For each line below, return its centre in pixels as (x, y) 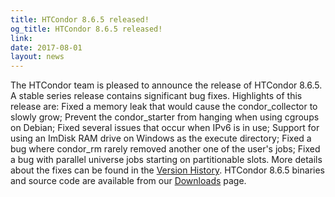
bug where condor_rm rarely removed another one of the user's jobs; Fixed (165, 149)
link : (21, 38)
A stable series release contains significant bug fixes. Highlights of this (156, 96)
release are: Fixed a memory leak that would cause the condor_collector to (164, 107)
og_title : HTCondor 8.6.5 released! (86, 29)
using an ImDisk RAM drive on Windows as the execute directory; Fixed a (161, 138)
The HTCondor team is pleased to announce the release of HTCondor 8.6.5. (166, 85)
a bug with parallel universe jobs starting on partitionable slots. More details (166, 160)
